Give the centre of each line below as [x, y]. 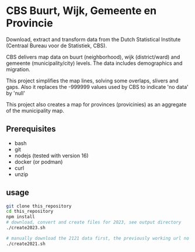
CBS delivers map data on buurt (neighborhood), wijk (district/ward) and [93, 57]
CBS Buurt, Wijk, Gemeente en [81, 11]
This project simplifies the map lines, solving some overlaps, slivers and [92, 81]
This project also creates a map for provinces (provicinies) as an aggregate [96, 104]
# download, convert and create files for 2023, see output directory [94, 222]
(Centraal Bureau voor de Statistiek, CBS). [56, 46]
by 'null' [15, 93]
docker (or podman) [39, 161]
